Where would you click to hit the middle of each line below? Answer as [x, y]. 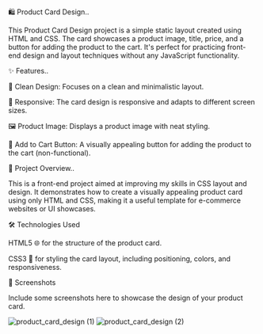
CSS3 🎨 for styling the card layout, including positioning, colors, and [120, 259]
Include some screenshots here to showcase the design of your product [126, 298]
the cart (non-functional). [50, 153]
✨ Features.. [29, 71]
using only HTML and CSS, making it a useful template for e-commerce [125, 200]
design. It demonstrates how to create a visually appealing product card [126, 192]
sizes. [18, 110]
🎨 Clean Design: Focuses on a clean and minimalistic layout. [106, 87]
